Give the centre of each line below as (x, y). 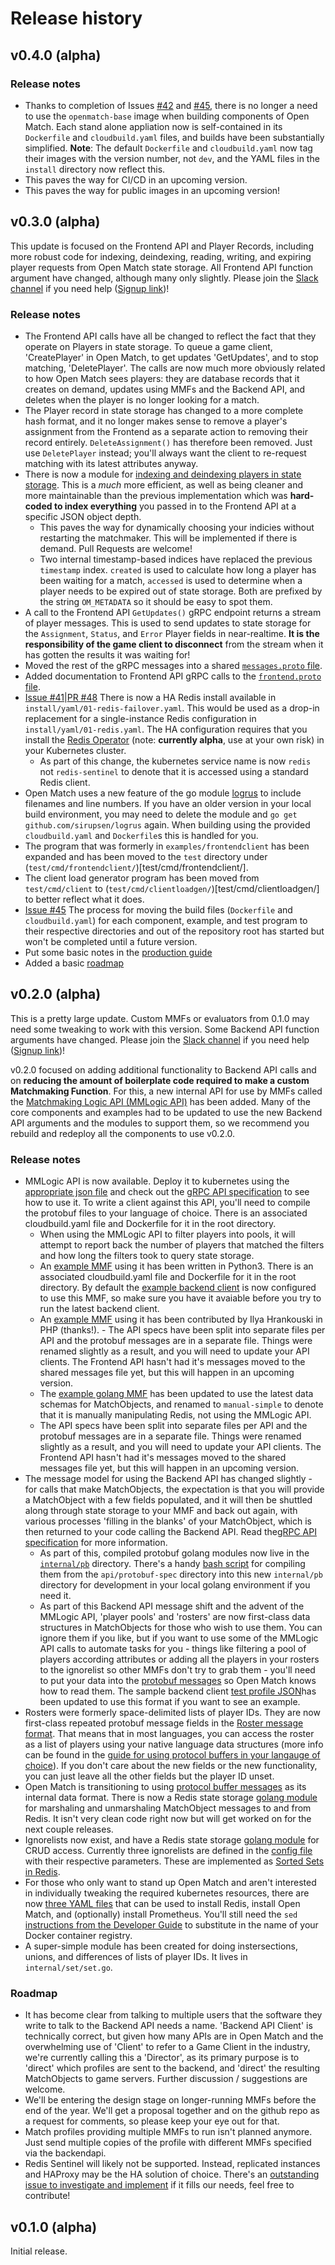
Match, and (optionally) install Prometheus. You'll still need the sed (161, 1914)
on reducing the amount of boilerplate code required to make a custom (160, 1080)
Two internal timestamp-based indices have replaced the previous (176, 559)
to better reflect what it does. (84, 899)
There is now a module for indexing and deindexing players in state (163, 474)
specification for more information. (96, 1543)
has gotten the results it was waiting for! (107, 654)
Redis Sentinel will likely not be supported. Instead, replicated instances (172, 2164)
